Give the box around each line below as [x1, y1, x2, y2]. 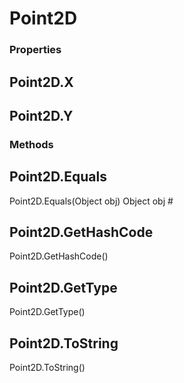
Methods [9, 137, 54, 151]
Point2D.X [9, 73, 74, 91]
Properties [9, 43, 62, 57]
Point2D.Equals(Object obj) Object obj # [9, 195, 174, 207]
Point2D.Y [9, 107, 74, 124]
